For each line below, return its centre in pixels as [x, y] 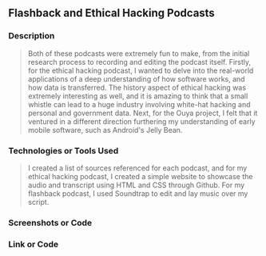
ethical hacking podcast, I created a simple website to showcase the [140, 176]
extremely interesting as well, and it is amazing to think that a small [138, 96]
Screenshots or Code [50, 222]
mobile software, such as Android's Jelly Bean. [105, 130]
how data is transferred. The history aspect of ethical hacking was [137, 87]
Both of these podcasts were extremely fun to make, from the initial [139, 53]
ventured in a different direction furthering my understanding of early [141, 121]
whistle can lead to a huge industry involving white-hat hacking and [139, 104]
